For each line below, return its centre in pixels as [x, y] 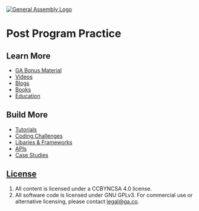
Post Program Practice [64, 34]
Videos [24, 77]
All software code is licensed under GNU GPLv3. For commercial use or [104, 195]
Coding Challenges [39, 136]
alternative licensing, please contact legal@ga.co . [77, 201]
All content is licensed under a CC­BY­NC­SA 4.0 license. [83, 188]
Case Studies [31, 155]
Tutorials [26, 129]
